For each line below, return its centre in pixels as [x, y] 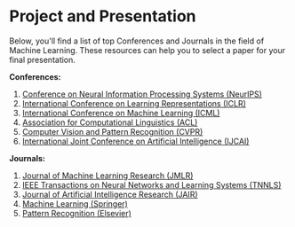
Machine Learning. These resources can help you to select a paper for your [147, 50]
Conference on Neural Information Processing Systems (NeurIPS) [142, 94]
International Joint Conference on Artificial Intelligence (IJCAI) [136, 141]
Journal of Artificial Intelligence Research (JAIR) [110, 194]
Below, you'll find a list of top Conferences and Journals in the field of [137, 41]
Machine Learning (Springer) [75, 204]
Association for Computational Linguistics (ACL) [110, 122]
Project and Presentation [103, 16]
